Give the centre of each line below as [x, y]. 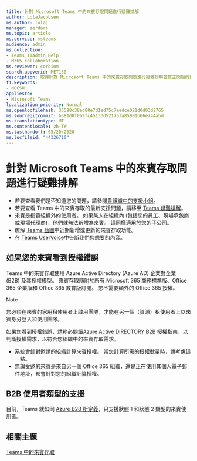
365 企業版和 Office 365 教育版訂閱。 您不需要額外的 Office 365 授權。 [92, 288]
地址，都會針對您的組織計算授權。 [61, 373]
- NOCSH [16, 88]
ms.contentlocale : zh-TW [36, 127]
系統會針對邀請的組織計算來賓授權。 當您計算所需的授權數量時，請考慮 [100, 351]
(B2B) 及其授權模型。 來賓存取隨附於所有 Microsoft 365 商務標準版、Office [96, 280]
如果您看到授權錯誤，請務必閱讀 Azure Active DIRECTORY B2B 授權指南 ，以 [97, 331]
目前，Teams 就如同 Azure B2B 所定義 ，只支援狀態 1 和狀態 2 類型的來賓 [94, 409]
